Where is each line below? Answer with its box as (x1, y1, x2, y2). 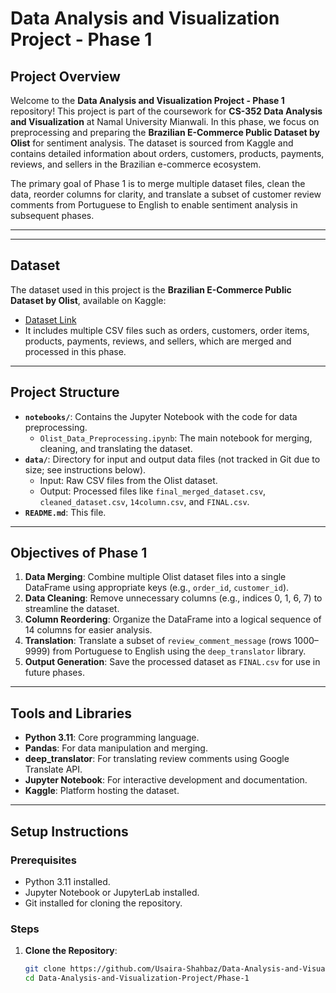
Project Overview (10, 68, 121, 85)
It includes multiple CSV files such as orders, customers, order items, (24, 324, 310, 336)
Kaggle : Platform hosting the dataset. (24, 785, 180, 797)
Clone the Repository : (24, 945, 118, 957)
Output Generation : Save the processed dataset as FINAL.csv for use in (24, 656, 321, 668)
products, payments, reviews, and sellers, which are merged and (24, 335, 292, 347)
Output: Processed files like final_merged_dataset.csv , (39, 485, 267, 497)
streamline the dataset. (24, 603, 120, 615)
